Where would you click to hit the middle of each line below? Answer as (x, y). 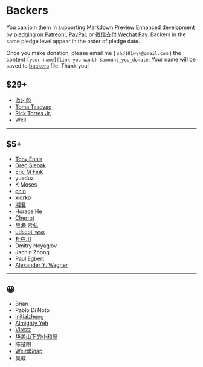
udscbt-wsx (30, 231)
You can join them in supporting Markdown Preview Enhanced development (101, 27)
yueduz (24, 178)
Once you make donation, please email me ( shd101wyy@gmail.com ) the (94, 53)
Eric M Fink (29, 171)
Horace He (28, 211)
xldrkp (23, 197)
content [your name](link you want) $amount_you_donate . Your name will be (101, 59)
